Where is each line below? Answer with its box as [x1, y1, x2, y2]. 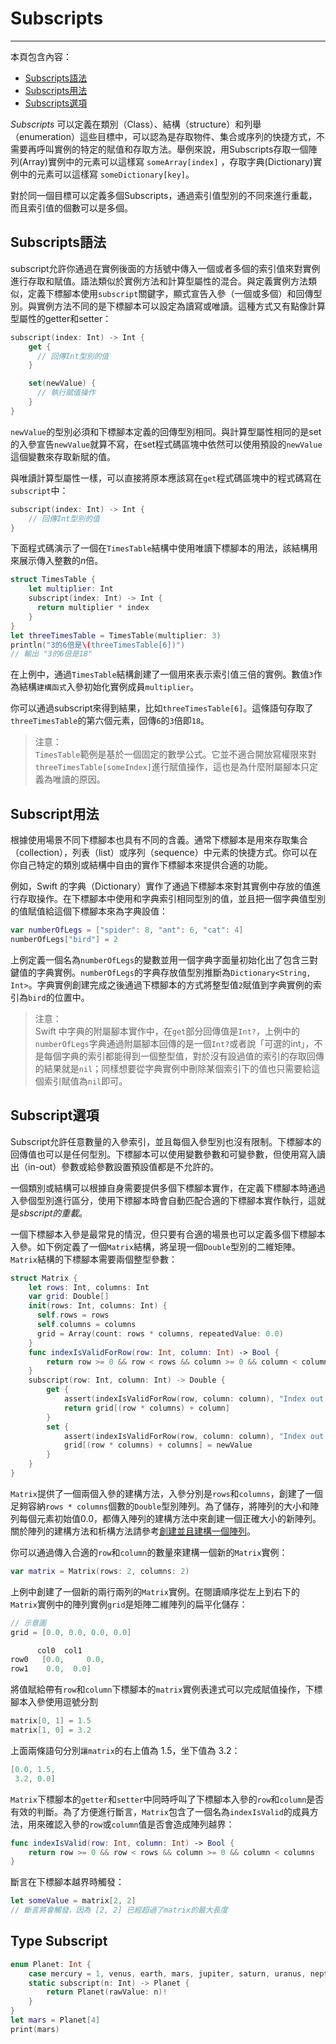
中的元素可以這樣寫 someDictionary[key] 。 [18, 168, 195, 180]
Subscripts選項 [24, 97, 88, 109]
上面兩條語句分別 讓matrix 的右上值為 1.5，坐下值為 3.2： [10, 1744, 241, 1756]
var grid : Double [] [28, 1292, 110, 1302]
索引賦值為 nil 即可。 [43, 1075, 128, 1087]
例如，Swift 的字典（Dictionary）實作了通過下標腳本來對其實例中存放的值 [10, 880, 313, 892]
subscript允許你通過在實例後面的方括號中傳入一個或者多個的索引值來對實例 [10, 262, 321, 274]
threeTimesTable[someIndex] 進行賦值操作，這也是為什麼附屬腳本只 [34, 761, 310, 773]
